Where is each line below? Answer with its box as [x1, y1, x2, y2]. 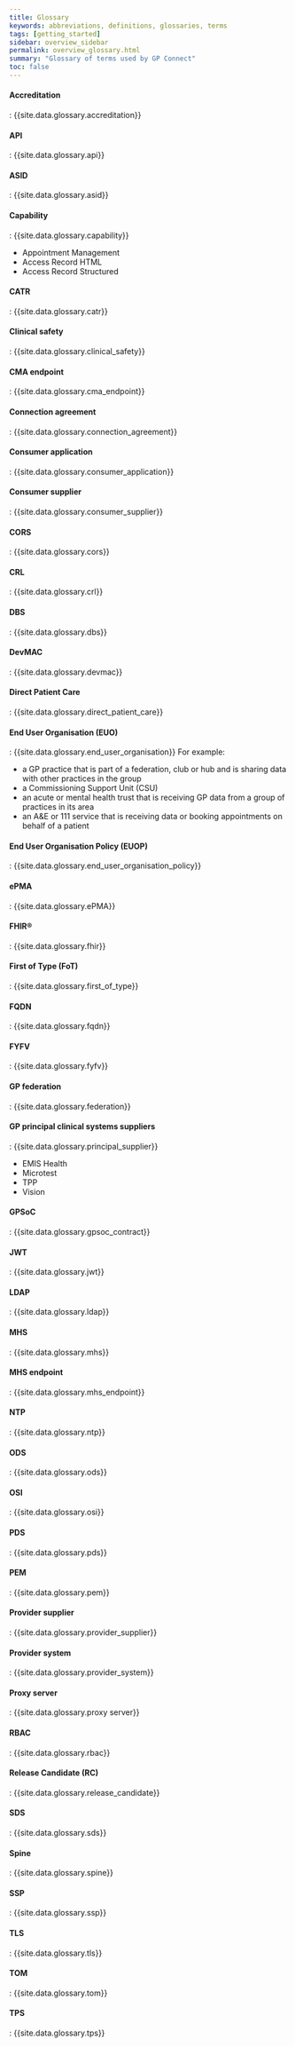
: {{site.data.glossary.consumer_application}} [9, 466, 175, 477]
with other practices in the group [21, 773, 142, 784]
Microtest [21, 1167, 58, 1178]
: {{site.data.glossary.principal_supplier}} [9, 1141, 159, 1151]
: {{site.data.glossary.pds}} [9, 1546, 108, 1558]
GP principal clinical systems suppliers [9, 1121, 156, 1132]
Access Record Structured [21, 265, 119, 276]
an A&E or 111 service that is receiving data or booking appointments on [21, 811, 283, 822]
